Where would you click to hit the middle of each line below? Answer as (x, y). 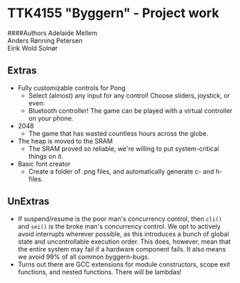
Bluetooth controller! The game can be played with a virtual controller (130, 110)
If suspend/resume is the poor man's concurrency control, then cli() (120, 219)
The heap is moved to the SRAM (65, 141)
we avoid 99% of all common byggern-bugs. (84, 257)
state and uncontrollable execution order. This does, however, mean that (124, 242)
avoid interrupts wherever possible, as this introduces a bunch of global (123, 234)
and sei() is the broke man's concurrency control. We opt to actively (119, 226)
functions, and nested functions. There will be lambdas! (100, 272)
